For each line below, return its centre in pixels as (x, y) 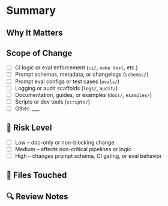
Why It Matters (34, 33)
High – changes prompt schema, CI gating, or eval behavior (88, 156)
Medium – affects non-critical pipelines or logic (73, 149)
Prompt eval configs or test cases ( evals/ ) (67, 81)
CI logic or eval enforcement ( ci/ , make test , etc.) (76, 67)
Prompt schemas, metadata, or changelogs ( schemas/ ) (82, 74)
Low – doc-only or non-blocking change (64, 142)
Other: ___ (27, 108)
